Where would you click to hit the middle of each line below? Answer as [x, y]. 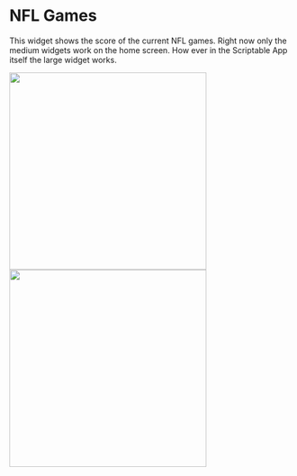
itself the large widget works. [63, 59]
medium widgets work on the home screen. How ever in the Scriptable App [148, 50]
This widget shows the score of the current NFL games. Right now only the [148, 41]
